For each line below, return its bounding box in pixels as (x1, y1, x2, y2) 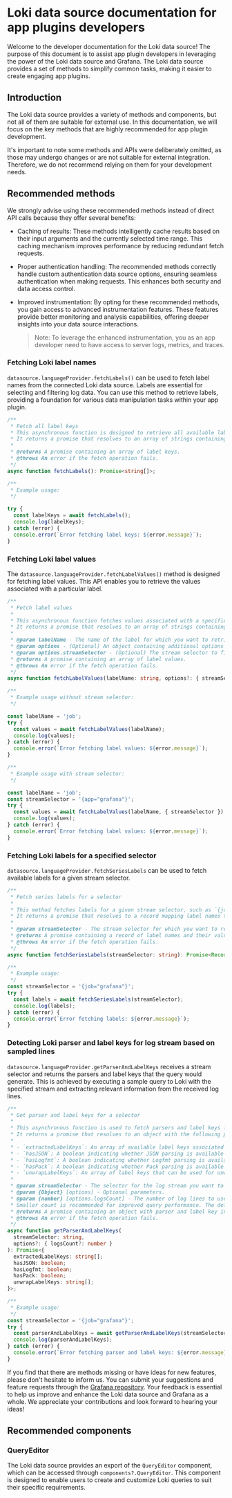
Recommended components (7, 1425, 132, 1436)
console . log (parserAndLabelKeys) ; (13, 1336, 113, 1343)
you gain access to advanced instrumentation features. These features (17, 305, 219, 313)
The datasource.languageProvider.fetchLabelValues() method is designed (7, 569, 220, 578)
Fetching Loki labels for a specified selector (7, 851, 157, 860)
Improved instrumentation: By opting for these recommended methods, (17, 297, 220, 306)
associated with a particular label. (7, 584, 104, 593)
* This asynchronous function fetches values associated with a (10, 617, 199, 624)
